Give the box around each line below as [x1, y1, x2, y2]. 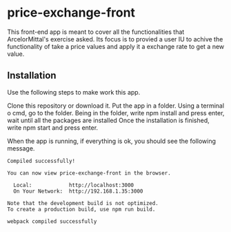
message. [7, 144, 35, 153]
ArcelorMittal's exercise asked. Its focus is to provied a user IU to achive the [7, 35, 223, 43]
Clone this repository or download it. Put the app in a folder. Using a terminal [7, 101, 225, 110]
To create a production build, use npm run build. [7, 206, 156, 213]
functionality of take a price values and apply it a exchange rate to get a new [7, 42, 225, 50]
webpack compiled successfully [7, 217, 97, 225]
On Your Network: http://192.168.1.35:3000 [13, 188, 143, 195]
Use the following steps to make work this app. [7, 88, 141, 96]
